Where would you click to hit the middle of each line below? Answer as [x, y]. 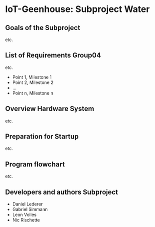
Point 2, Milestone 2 [33, 82]
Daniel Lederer [28, 204]
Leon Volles [24, 215]
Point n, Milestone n [33, 93]
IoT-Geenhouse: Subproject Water [77, 9]
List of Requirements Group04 [53, 55]
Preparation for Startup [42, 137]
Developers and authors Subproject [62, 192]
